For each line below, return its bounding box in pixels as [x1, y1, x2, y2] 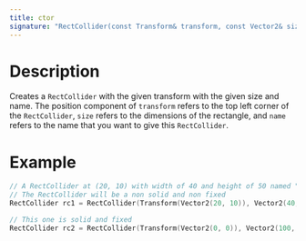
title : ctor [9, 13, 55, 23]
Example [9, 152, 76, 173]
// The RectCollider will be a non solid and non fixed [9, 190, 226, 200]
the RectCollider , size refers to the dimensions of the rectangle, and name [9, 110, 287, 121]
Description [9, 61, 100, 82]
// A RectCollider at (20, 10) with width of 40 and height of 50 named [9, 182, 291, 191]
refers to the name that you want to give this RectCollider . [9, 120, 229, 131]
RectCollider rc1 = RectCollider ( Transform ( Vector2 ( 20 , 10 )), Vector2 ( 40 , [9, 199, 300, 208]
